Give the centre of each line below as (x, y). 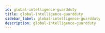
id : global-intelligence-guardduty (41, 9)
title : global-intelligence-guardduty (44, 14)
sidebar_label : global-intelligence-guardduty (53, 18)
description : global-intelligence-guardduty (51, 23)
